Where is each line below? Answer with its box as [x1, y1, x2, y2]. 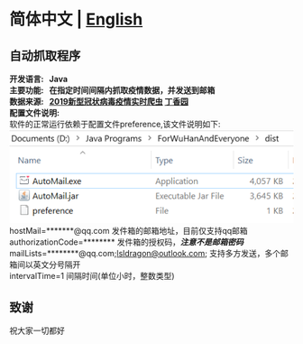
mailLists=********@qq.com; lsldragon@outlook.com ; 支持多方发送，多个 [9, 248, 281, 259]
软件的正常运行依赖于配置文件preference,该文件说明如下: [9, 119, 221, 129]
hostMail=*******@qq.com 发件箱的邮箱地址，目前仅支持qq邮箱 [9, 226, 248, 237]
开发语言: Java [9, 74, 69, 84]
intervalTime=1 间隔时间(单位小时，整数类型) [9, 271, 175, 282]
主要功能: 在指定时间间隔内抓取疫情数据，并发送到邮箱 [9, 85, 216, 96]
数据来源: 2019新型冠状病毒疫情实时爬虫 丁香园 [9, 97, 189, 107]
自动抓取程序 [9, 48, 81, 63]
